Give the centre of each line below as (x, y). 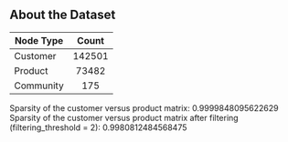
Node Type (39, 40)
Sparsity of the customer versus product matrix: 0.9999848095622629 (144, 107)
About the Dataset (63, 15)
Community (39, 86)
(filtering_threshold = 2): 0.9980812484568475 (98, 127)
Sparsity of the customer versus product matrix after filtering (124, 117)
